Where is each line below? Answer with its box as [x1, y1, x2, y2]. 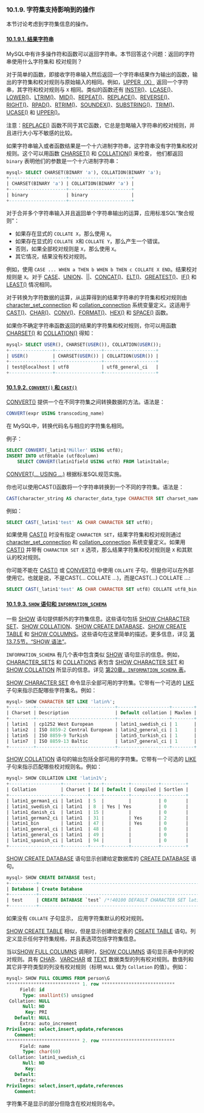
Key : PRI [25, 1009, 47, 1016]
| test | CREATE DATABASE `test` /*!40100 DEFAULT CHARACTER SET [6, 897, 186, 903]
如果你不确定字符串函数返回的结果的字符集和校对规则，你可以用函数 [6, 322, 177, 329]
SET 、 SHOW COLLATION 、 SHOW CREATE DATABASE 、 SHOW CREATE [6, 622, 187, 630]
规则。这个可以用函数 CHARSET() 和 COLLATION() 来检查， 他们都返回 [6, 150, 183, 157]
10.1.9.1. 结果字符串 [6, 35, 54, 43]
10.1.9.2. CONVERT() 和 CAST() [6, 384, 78, 391]
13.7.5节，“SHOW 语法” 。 [6, 638, 70, 645]
